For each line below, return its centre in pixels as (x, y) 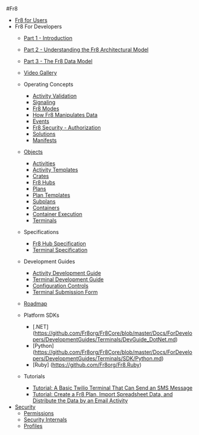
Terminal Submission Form (65, 292)
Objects (33, 152)
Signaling (44, 102)
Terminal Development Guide (68, 279)
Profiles (33, 426)
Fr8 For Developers (38, 27)
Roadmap (35, 303)
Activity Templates (55, 170)
